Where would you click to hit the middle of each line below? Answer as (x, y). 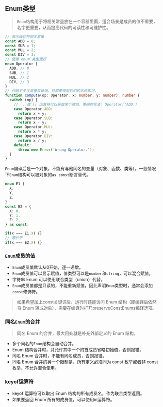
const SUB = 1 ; (20, 46)
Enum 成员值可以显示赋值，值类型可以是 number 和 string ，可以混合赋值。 (83, 273)
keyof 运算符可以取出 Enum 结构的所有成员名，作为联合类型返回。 (78, 393)
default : (23, 145)
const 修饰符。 (26, 291)
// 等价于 (14, 238)
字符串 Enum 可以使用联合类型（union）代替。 (58, 279)
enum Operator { (21, 64)
